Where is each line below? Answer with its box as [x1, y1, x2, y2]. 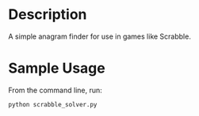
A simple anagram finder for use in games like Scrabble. [8, 32, 192, 41]
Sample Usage [8, 59, 105, 77]
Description [8, 6, 87, 24]
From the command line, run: [8, 85, 103, 95]
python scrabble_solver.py [8, 100, 98, 108]
